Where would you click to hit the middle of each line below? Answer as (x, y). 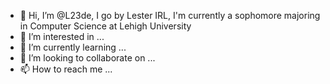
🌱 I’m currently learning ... (73, 47)
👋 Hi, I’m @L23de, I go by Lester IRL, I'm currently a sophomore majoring (170, 15)
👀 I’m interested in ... (62, 36)
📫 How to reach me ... (66, 69)
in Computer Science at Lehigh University (105, 26)
